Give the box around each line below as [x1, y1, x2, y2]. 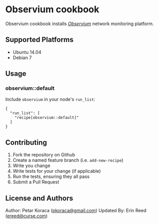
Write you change [12, 162, 50, 169]
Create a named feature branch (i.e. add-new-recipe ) [12, 157, 124, 164]
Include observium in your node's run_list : [5, 96, 95, 103]
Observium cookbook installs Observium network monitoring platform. [5, 21, 154, 27]
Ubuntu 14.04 [12, 49, 42, 55]
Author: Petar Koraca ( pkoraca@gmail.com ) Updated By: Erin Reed [5, 208, 147, 214]
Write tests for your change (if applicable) [12, 168, 101, 174]
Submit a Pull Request [12, 179, 59, 185]
